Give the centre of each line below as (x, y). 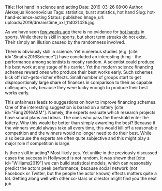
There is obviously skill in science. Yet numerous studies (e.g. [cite (71, 51)
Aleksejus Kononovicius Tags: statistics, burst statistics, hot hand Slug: (76, 12)
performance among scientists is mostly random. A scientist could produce (80, 62)
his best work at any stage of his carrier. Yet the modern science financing (79, 67)
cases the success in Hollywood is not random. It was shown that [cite (75, 158)
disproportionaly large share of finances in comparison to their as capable (79, 82)
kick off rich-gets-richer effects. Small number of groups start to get (73, 77)
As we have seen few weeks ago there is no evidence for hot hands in (75, 32)
